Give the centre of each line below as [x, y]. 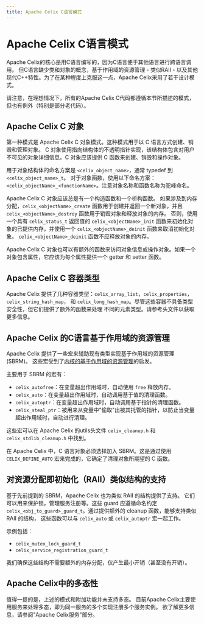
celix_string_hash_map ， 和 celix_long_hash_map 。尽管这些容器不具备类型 [100, 301]
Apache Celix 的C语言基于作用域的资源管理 [88, 338]
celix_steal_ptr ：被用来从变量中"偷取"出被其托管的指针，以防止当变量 [105, 410]
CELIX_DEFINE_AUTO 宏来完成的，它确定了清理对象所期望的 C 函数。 [90, 458]
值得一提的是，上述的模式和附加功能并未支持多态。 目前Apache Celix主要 [98, 599]
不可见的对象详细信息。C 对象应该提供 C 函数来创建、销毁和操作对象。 [95, 157]
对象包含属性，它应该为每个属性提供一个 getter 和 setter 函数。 [85, 257]
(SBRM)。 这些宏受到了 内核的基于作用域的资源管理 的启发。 [81, 361]
